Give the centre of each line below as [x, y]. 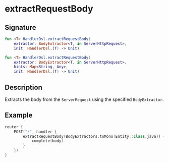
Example [19, 115]
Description [23, 87]
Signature [20, 28]
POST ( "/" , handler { [35, 132]
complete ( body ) [48, 141]
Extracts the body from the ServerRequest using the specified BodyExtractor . [84, 99]
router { [14, 127]
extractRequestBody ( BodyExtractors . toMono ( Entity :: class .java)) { [94, 136]
